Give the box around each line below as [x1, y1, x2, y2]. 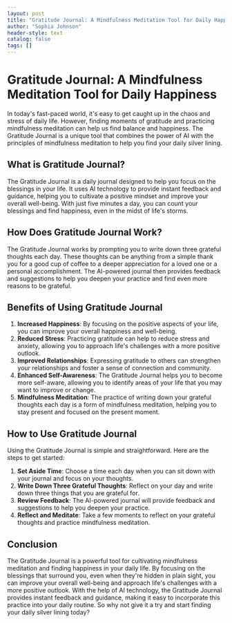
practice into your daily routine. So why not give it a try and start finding [7, 601, 212, 608]
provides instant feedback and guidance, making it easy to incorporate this [7, 593, 220, 602]
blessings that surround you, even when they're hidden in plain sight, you [7, 571, 216, 579]
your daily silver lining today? [7, 608, 90, 616]
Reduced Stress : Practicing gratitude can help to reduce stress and [17, 334, 210, 343]
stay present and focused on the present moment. [17, 408, 160, 416]
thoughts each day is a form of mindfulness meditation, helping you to [17, 401, 217, 409]
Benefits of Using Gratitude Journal [7, 301, 163, 313]
